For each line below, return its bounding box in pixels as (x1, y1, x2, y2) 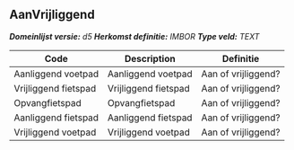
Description (124, 52, 177, 65)
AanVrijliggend (9, 7, 96, 22)
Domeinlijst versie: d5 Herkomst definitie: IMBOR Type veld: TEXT (9, 31, 260, 41)
